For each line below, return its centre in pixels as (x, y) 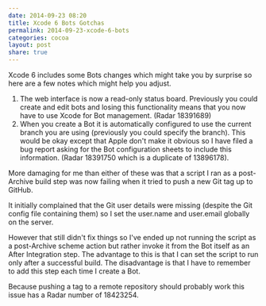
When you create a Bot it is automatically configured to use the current (135, 124)
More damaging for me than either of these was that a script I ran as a (123, 173)
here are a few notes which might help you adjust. (90, 83)
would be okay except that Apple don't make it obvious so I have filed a (136, 141)
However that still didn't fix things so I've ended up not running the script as (132, 237)
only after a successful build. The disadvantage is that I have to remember (130, 263)
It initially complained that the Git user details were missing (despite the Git (130, 205)
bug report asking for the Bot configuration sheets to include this (125, 149)
